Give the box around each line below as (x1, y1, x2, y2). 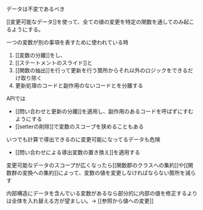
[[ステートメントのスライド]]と (15, 59, 93, 66)
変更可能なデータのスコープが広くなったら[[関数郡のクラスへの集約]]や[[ (6, 161, 188, 169)
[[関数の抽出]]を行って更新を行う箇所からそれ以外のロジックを (15, 67, 172, 74)
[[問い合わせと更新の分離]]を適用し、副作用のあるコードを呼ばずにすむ (15, 108, 194, 115)
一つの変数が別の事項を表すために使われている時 (6, 39, 129, 46)
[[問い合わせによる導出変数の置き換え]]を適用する (15, 149, 140, 156)
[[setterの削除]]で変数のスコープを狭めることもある (15, 123, 144, 130)
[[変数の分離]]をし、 (15, 52, 66, 59)
